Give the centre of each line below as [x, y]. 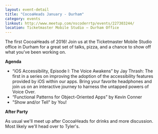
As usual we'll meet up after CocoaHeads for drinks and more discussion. [79, 121]
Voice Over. [24, 92]
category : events [23, 19]
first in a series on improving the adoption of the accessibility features [83, 76]
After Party [17, 112]
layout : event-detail [27, 10]
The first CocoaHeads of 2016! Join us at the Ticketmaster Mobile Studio [79, 42]
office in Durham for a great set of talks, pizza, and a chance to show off [78, 47]
